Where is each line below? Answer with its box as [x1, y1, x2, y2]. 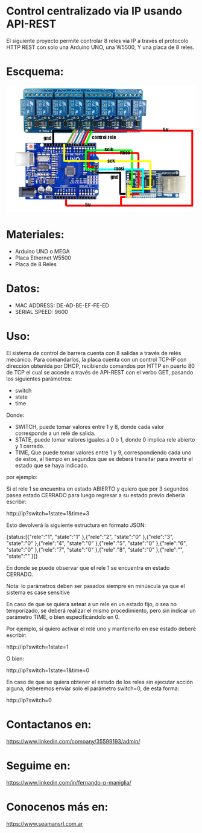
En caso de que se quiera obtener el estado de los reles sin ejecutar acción [6, 678, 194, 685]
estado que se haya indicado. [14, 462, 89, 469]
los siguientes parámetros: [6, 375, 72, 382]
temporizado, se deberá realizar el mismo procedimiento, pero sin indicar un [6, 607, 196, 614]
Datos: [6, 282, 40, 295]
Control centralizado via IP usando [6, 4, 183, 18]
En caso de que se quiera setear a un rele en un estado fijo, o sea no [6, 600, 177, 607]
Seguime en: [6, 759, 71, 773]
